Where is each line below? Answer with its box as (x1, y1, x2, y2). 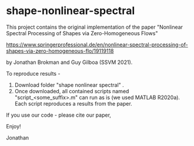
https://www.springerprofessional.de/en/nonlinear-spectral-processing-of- (6, 41, 188, 48)
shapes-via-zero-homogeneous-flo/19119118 (6, 47, 114, 54)
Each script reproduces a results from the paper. (14, 100, 132, 107)
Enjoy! (6, 123, 22, 130)
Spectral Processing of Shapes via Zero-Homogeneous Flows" (6, 29, 158, 36)
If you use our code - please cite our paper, (6, 111, 112, 118)
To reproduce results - (6, 70, 61, 77)
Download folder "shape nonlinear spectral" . (14, 81, 125, 89)
